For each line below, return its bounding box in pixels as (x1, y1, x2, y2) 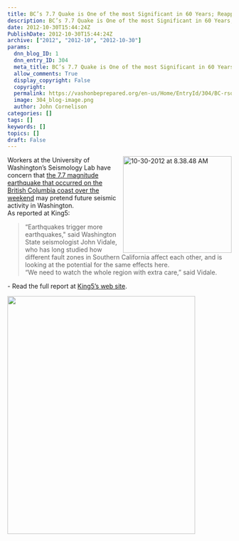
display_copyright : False (14, 76, 91, 84)
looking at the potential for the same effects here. (24, 261, 170, 269)
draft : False (7, 136, 46, 143)
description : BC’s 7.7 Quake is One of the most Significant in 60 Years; (7, 17, 234, 24)
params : (7, 43, 31, 51)
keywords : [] (7, 123, 46, 130)
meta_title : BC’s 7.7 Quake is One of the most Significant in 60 (14, 63, 215, 71)
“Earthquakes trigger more (24, 222, 103, 232)
